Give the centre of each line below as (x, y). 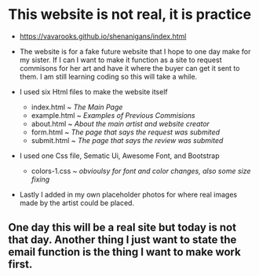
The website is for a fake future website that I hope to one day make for (135, 51)
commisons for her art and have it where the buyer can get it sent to (129, 68)
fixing (40, 179)
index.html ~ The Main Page (77, 107)
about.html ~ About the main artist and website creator (120, 123)
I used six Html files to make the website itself (93, 91)
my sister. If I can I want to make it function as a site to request (120, 60)
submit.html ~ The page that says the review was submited (127, 140)
